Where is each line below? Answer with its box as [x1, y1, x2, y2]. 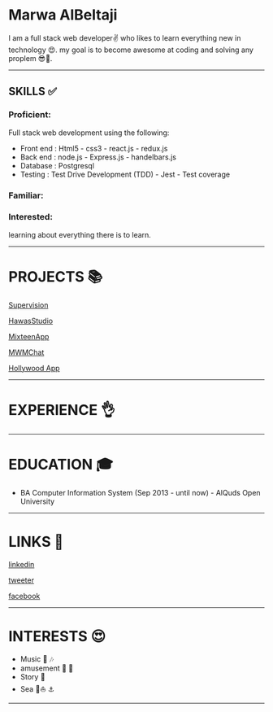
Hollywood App [8, 363, 60, 373]
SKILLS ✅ [8, 85, 57, 98]
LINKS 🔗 [8, 532, 64, 551]
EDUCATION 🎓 [8, 455, 114, 474]
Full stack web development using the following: [8, 128, 170, 138]
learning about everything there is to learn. [8, 229, 152, 239]
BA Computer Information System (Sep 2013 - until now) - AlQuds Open [19, 487, 262, 497]
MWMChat [8, 347, 45, 357]
